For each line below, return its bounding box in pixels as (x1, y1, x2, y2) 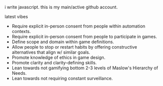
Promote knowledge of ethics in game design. (11, 55, 106, 60)
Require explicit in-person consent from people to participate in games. (11, 34, 158, 39)
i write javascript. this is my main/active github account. (4, 4, 118, 10)
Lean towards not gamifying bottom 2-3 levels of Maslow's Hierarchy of (11, 65, 159, 71)
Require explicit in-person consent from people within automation (11, 23, 146, 29)
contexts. (11, 29, 31, 34)
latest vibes (4, 14, 28, 19)
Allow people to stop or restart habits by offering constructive (11, 44, 137, 50)
